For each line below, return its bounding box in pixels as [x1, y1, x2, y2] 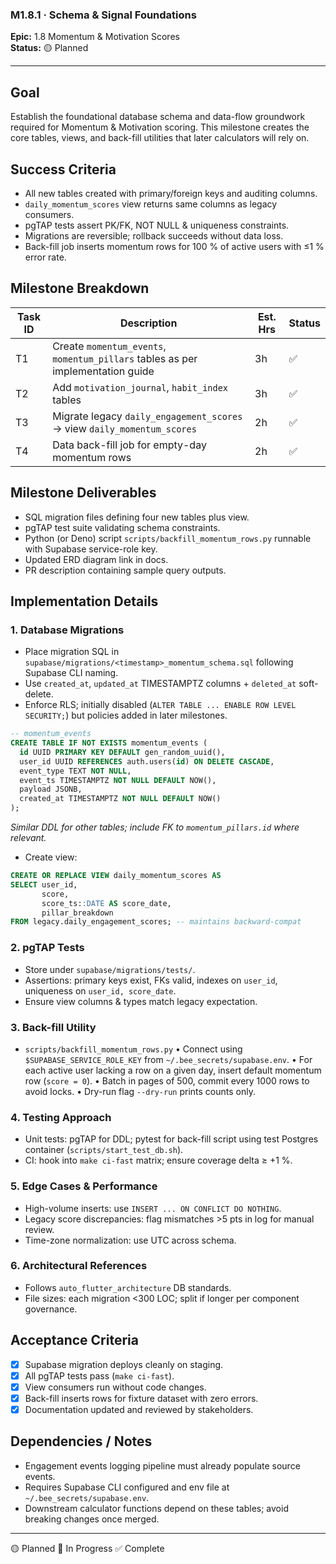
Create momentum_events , [52, 339, 167, 353]
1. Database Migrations [10, 623, 125, 637]
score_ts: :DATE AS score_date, [41, 898, 172, 908]
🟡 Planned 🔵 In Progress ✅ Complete [10, 1542, 165, 1554]
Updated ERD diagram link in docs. [24, 553, 169, 565]
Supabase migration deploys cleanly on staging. [24, 1358, 224, 1370]
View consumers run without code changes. [24, 1381, 207, 1393]
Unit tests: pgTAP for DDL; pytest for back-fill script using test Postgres [24, 1133, 319, 1145]
